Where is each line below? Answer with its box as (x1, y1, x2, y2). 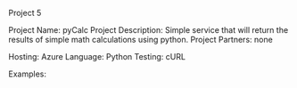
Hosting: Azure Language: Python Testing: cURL (8, 52, 186, 61)
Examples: (8, 68, 46, 79)
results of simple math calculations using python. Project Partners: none (8, 35, 273, 44)
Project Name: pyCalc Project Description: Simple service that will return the (8, 25, 289, 35)
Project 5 (8, 8, 42, 18)
